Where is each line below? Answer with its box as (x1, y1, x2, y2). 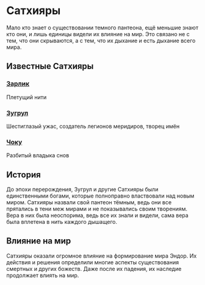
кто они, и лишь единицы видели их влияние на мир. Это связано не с (6, 30, 190, 37)
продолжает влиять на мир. (6, 272, 79, 279)
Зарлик (6, 80, 29, 88)
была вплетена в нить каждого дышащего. (6, 218, 118, 226)
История (6, 169, 41, 180)
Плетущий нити (6, 93, 47, 101)
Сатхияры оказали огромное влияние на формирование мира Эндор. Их (6, 252, 197, 259)
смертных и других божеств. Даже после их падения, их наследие (6, 265, 182, 272)
